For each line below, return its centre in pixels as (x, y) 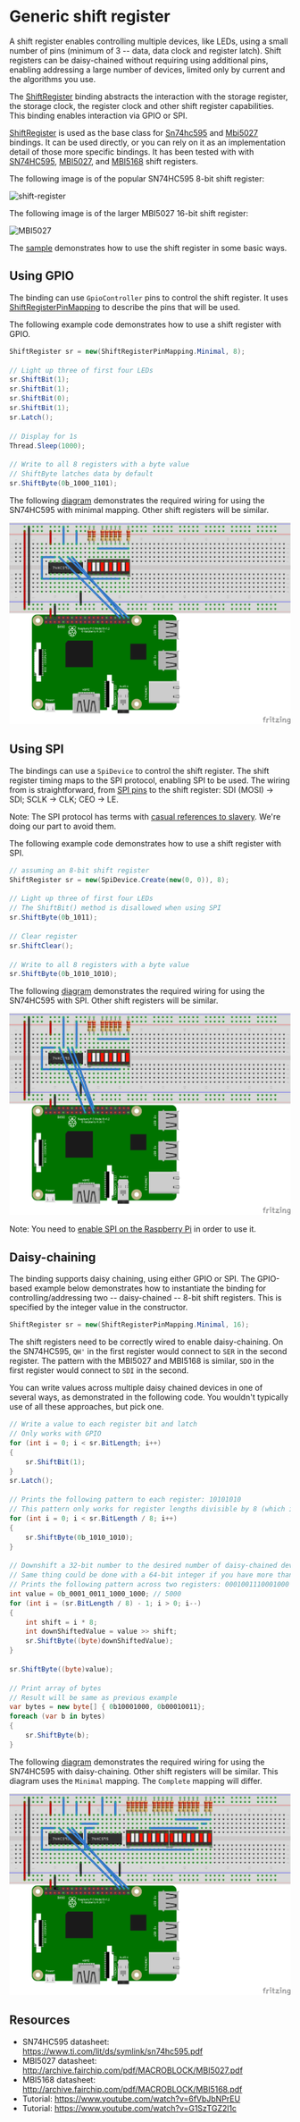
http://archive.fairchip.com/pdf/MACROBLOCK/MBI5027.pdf (133, 2070)
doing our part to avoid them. (63, 826)
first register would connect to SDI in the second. (99, 1370)
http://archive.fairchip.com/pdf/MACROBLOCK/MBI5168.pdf (132, 2089)
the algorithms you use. (53, 79)
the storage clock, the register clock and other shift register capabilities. (142, 105)
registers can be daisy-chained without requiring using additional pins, (139, 60)
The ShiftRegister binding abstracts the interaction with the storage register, (149, 97)
